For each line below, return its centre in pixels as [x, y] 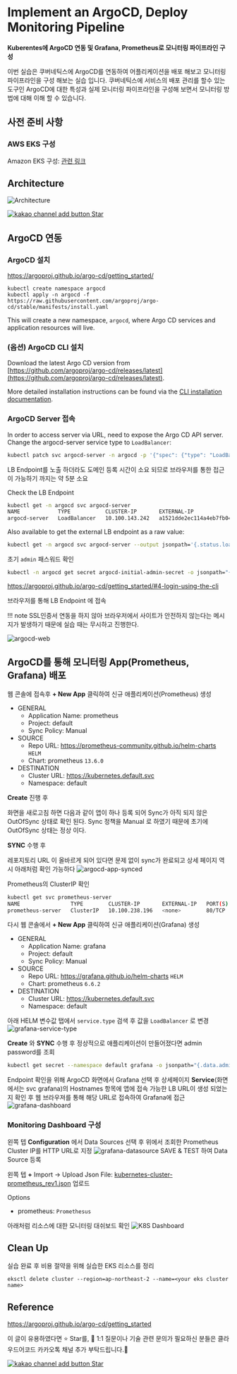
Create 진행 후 [28, 797]
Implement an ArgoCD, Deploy [98, 12]
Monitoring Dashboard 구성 [54, 1125]
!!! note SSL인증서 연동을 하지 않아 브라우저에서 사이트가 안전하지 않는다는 [110, 615]
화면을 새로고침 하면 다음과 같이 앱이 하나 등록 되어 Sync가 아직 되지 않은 [108, 813]
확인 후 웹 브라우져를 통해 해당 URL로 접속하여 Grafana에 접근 [100, 1098]
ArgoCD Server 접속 [41, 419]
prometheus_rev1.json [39, 1183]
